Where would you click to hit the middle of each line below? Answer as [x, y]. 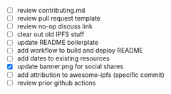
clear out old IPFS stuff [51, 34]
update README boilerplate [58, 43]
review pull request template [59, 19]
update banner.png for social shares [70, 66]
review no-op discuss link [55, 26]
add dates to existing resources [63, 58]
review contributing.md [51, 10]
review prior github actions [56, 83]
